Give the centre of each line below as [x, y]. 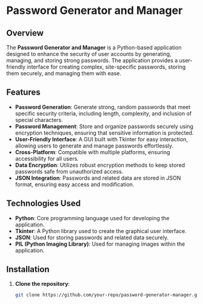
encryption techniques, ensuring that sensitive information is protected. [104, 133]
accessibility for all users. [47, 158]
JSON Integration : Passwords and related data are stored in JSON [98, 178]
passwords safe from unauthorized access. [69, 171]
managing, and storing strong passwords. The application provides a [92, 60]
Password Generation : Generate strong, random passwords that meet [103, 107]
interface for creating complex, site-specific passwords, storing [106, 67]
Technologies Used [43, 204]
